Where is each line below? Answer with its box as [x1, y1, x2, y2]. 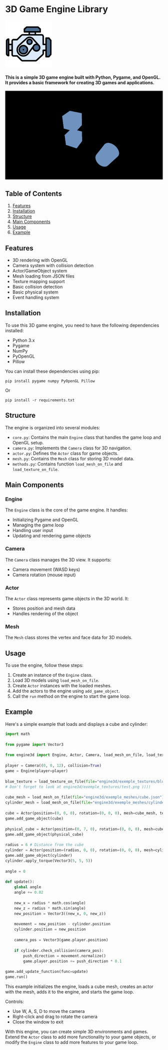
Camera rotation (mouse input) [12, 572, 76, 578]
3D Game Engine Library [5, 4, 108, 15]
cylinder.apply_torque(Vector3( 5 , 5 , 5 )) [5, 858, 93, 863]
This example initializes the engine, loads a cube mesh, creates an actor [5, 983, 153, 989]
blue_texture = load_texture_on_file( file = [5, 779, 97, 784]
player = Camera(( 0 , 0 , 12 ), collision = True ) [5, 763, 101, 768]
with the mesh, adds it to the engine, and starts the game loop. [5, 989, 134, 995]
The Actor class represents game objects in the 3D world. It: [5, 595, 129, 602]
